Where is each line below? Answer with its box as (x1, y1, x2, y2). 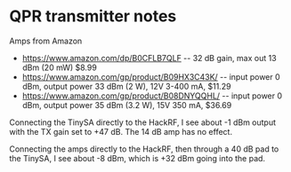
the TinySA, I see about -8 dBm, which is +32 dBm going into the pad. (9, 152, 265, 163)
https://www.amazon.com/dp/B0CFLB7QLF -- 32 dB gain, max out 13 (21, 52, 278, 63)
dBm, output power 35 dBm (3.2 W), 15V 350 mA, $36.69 (21, 99, 232, 110)
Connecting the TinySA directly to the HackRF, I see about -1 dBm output (9, 117, 277, 128)
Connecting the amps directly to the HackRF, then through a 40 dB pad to (9, 144, 279, 154)
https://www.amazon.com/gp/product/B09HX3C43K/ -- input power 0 (21, 71, 280, 82)
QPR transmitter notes (9, 6, 177, 27)
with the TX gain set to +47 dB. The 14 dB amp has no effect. (9, 126, 233, 137)
